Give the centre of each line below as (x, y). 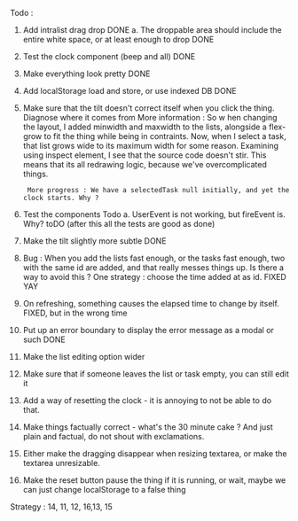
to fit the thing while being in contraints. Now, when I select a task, (165, 136)
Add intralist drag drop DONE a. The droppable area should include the (152, 30)
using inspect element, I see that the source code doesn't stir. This (145, 155)
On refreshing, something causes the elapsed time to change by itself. (151, 303)
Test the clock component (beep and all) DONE (109, 56)
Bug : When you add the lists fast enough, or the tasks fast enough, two (154, 258)
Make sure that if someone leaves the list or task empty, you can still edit (156, 374)
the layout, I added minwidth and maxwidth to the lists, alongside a (145, 127)
